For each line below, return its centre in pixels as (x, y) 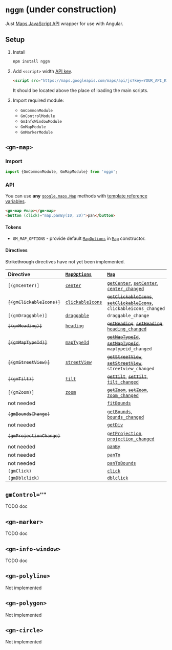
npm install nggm (31, 61)
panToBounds (122, 463)
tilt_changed (123, 382)
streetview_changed (131, 368)
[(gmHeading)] (25, 326)
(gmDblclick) (24, 478)
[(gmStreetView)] (29, 362)
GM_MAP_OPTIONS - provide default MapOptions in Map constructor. (79, 238)
